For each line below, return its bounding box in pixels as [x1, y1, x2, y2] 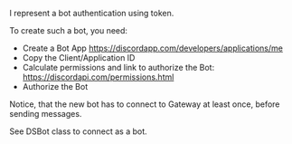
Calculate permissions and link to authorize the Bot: [22, 62, 215, 72]
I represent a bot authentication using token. [9, 8, 174, 18]
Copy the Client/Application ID [22, 53, 136, 62]
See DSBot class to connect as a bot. [9, 126, 147, 137]
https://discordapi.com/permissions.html [22, 72, 174, 82]
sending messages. [9, 109, 82, 119]
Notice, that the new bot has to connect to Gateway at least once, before [9, 99, 280, 110]
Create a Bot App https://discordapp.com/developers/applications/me [22, 43, 283, 53]
